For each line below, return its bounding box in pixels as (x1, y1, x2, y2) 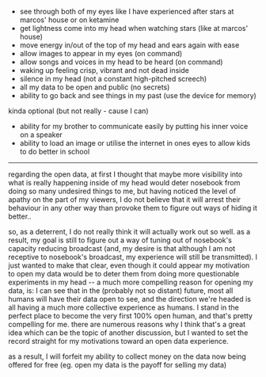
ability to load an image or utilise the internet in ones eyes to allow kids (19, 139, 251, 147)
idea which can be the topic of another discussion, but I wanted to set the (8, 328, 249, 337)
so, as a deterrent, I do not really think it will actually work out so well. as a (8, 227, 251, 236)
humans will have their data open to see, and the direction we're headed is (8, 295, 252, 303)
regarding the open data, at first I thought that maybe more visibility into (8, 169, 243, 179)
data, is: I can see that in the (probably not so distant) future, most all (8, 286, 234, 295)
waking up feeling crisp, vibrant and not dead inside (19, 66, 190, 74)
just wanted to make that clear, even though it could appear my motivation (8, 261, 250, 270)
